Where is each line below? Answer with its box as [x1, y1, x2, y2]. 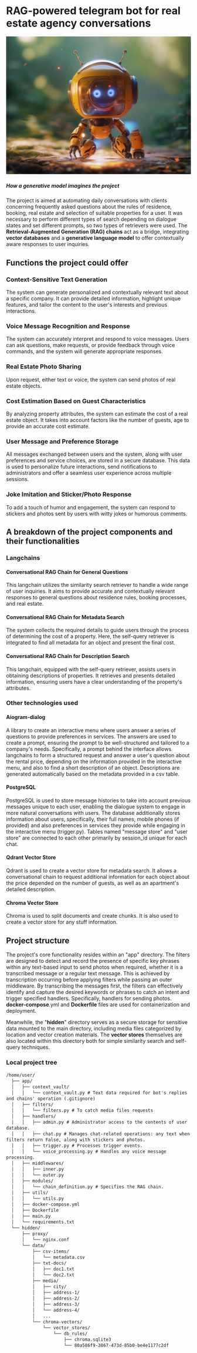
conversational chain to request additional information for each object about [6, 874, 189, 881]
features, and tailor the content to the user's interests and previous [6, 301, 168, 308]
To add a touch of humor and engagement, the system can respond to [6, 503, 176, 511]
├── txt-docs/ [32, 1260, 67, 1267]
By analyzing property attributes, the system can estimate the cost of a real [6, 410, 188, 418]
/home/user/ [6, 1072, 35, 1079]
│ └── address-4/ [32, 1307, 80, 1314]
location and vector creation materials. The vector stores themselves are [6, 1031, 183, 1038]
